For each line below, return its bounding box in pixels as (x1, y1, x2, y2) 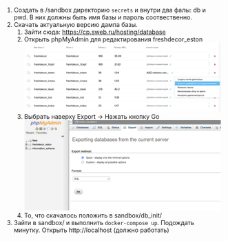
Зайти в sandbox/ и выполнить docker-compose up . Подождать (13, 219, 195, 227)
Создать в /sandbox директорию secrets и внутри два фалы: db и (13, 6, 207, 14)
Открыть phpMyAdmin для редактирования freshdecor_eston (23, 35, 203, 44)
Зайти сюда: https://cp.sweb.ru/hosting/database (23, 28, 167, 36)
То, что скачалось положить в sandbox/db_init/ (23, 211, 163, 220)
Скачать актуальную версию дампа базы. (13, 21, 138, 28)
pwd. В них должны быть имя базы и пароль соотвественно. (13, 13, 193, 21)
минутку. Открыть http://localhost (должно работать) (13, 226, 169, 234)
